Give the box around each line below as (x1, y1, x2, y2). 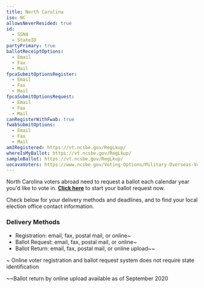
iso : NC (6, 15, 26, 21)
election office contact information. (6, 203, 94, 210)
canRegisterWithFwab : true (6, 116, 75, 122)
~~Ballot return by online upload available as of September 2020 (6, 275, 169, 282)
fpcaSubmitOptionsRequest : (6, 94, 75, 100)
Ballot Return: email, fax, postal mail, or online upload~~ (15, 244, 155, 252)
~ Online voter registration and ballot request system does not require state (6, 256, 195, 264)
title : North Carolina (6, 9, 64, 15)
